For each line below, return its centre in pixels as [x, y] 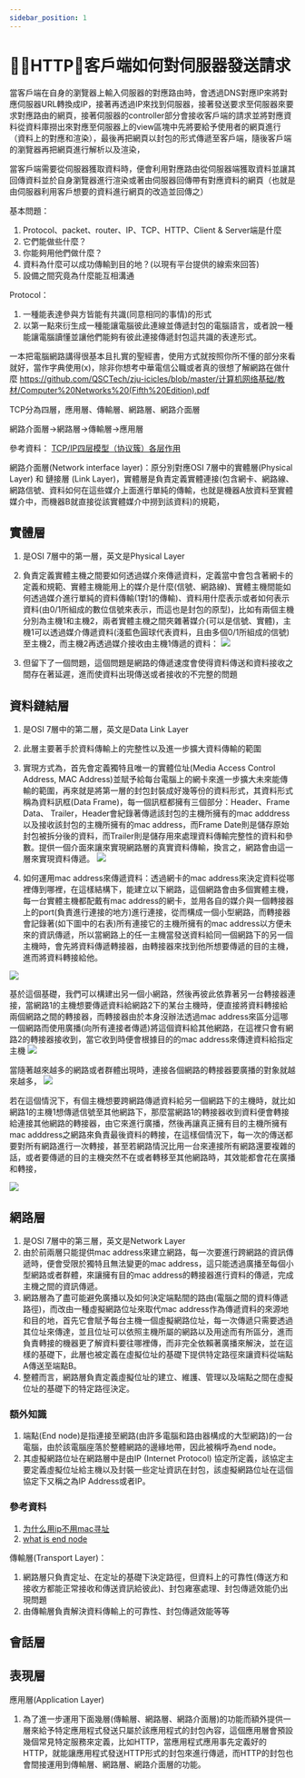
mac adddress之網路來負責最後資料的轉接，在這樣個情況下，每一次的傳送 [148, 1135]
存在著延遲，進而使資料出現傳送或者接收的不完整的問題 [134, 674]
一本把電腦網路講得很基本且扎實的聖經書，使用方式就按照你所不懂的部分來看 [152, 356]
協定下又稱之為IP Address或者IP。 [86, 1481]
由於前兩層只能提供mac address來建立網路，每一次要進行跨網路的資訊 [154, 1252]
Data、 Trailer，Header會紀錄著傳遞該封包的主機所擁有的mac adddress [156, 813]
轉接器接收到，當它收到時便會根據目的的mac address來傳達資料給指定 [162, 1039]
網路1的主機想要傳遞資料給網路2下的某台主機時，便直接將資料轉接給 [161, 1006]
